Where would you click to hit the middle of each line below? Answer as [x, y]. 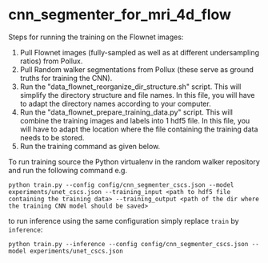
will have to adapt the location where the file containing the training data [139, 129]
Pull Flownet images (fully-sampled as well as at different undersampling [140, 52]
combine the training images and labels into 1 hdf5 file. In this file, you [135, 120]
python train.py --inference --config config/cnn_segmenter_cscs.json [128, 244]
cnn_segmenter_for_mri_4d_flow [120, 15]
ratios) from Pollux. [51, 61]
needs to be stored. [52, 137]
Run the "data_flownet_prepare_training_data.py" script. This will [126, 112]
